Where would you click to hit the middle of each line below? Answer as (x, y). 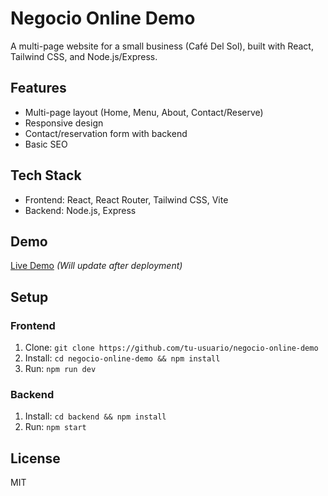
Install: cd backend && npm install (95, 416)
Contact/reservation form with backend (106, 133)
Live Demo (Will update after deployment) (96, 266)
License (35, 458)
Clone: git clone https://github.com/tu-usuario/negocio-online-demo (171, 348)
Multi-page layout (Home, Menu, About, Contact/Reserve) (144, 112)
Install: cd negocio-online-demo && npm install (122, 358)
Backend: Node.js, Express (80, 210)
